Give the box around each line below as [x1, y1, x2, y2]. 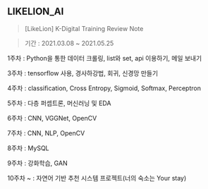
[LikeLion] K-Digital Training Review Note [24, 24, 144, 32]
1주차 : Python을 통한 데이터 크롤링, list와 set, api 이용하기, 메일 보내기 [7, 54, 202, 62]
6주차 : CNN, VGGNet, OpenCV [7, 114, 97, 122]
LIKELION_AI [7, 6, 64, 18]
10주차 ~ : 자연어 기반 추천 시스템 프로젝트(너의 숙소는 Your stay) [7, 173, 187, 182]
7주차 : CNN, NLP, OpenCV [7, 128, 85, 137]
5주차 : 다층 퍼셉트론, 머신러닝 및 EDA [7, 99, 111, 107]
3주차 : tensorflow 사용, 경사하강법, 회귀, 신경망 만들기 [7, 68, 159, 77]
